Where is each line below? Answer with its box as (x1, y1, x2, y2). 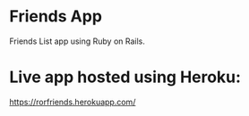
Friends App (9, 6, 103, 27)
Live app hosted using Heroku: (9, 67, 242, 87)
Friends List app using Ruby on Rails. (9, 36, 145, 46)
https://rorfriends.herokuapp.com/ (9, 96, 136, 107)
